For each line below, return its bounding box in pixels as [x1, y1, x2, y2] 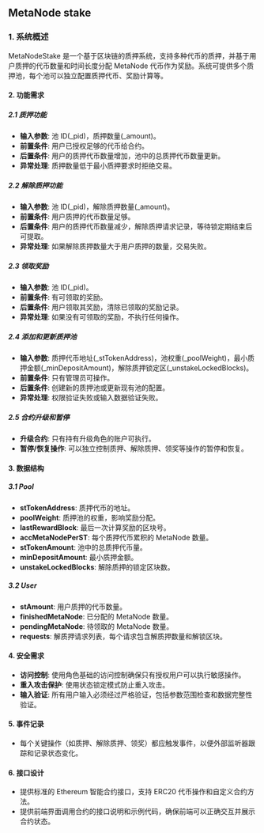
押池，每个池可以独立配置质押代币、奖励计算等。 [8, 70, 168, 80]
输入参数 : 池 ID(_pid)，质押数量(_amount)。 [19, 131, 160, 141]
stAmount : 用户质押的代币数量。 [19, 601, 127, 611]
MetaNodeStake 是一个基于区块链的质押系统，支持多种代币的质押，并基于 [8, 51, 250, 60]
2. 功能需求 [8, 90, 45, 100]
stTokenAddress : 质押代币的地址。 [19, 502, 135, 513]
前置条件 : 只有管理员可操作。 [19, 373, 115, 383]
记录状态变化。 [33, 748, 83, 758]
